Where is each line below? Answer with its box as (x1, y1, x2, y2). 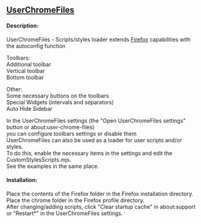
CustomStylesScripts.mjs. (6, 156, 72, 163)
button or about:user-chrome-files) (6, 123, 95, 130)
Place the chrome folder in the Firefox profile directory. (6, 196, 145, 204)
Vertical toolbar (6, 67, 45, 74)
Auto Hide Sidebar (6, 105, 53, 112)
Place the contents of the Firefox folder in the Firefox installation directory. (6, 190, 194, 197)
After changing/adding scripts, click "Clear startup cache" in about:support (6, 203, 196, 210)
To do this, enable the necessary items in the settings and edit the (6, 149, 173, 157)
